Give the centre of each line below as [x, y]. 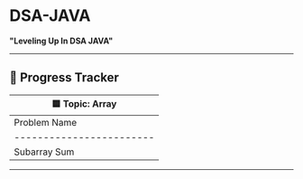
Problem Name [46, 122]
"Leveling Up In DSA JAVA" [61, 41]
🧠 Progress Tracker [64, 78]
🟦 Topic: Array [84, 103]
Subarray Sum [44, 152]
